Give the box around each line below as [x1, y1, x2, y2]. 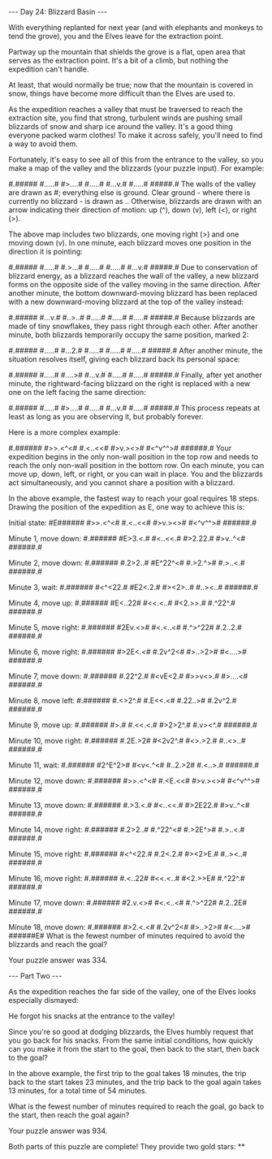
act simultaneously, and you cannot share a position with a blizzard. [8, 478, 235, 487]
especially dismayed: [8, 996, 79, 1005]
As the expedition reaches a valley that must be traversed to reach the [8, 105, 244, 114]
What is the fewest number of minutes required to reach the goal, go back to [8, 1101, 265, 1111]
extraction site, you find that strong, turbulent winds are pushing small [8, 113, 243, 123]
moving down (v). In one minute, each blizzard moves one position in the [8, 238, 252, 247]
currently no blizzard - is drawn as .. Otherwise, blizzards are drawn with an [8, 197, 262, 206]
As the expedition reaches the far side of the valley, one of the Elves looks [8, 987, 257, 996]
